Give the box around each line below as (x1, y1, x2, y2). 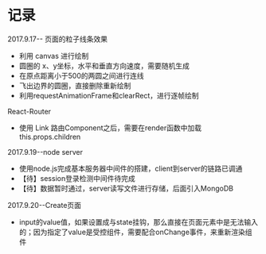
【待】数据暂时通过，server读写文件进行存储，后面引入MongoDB (18, 183, 234, 193)
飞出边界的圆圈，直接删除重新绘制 (18, 80, 131, 90)
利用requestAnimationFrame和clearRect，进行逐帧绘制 (18, 90, 200, 100)
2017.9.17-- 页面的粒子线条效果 (7, 34, 108, 44)
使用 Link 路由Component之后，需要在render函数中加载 (18, 123, 202, 133)
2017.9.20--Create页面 (7, 200, 81, 210)
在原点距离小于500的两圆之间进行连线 (18, 71, 144, 80)
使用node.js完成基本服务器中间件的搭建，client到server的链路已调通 (18, 164, 243, 173)
